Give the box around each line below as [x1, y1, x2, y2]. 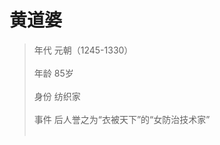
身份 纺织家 [33, 90, 81, 102]
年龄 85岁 [33, 67, 74, 79]
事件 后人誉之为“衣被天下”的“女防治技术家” [33, 113, 211, 125]
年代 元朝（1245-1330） [33, 44, 134, 56]
